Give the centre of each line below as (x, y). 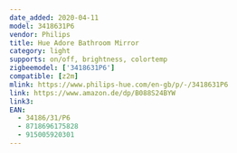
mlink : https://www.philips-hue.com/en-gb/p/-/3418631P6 (119, 85)
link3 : (22, 101)
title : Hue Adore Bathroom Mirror (75, 43)
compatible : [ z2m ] (44, 76)
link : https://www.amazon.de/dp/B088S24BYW (93, 93)
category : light (40, 51)
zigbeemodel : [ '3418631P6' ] (62, 68)
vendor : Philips (40, 34)
